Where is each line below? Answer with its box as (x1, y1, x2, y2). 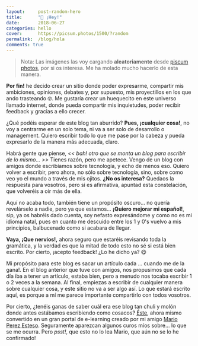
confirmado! (6, 334, 36, 341)
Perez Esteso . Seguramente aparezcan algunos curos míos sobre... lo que (6, 322, 187, 329)
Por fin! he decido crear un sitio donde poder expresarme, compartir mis (6, 82, 184, 89)
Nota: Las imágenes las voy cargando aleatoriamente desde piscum (20, 58, 189, 65)
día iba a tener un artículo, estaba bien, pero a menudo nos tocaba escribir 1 (6, 272, 192, 280)
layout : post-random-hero (6, 8, 81, 15)
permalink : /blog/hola (6, 36, 65, 42)
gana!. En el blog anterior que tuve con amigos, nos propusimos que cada (6, 266, 187, 273)
